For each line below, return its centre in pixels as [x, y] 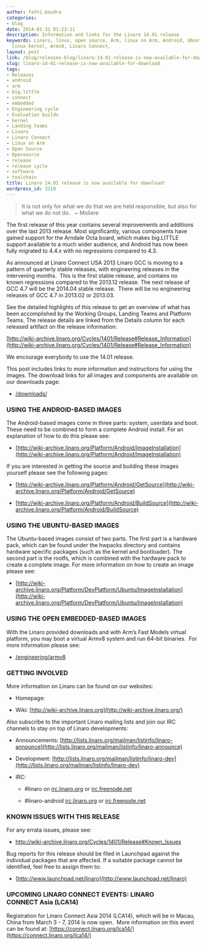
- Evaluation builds [33, 115]
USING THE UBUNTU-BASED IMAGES [63, 525]
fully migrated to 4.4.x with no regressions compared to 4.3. [82, 251]
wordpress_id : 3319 [31, 189]
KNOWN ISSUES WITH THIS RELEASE [63, 816]
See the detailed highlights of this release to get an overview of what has [98, 307]
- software [20, 172]
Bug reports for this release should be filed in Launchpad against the [93, 854]
